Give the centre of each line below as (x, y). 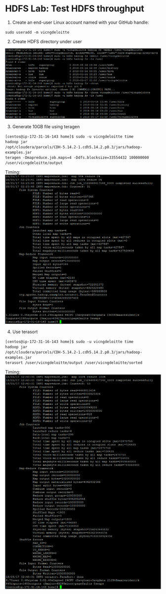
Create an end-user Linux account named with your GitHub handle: (81, 22)
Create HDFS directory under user (47, 41)
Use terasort (25, 332)
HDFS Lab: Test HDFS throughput (75, 9)
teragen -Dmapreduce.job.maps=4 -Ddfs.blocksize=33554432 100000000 (77, 157)
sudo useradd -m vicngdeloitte (37, 32)
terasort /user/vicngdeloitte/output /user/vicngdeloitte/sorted (74, 363)
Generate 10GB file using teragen (46, 126)
